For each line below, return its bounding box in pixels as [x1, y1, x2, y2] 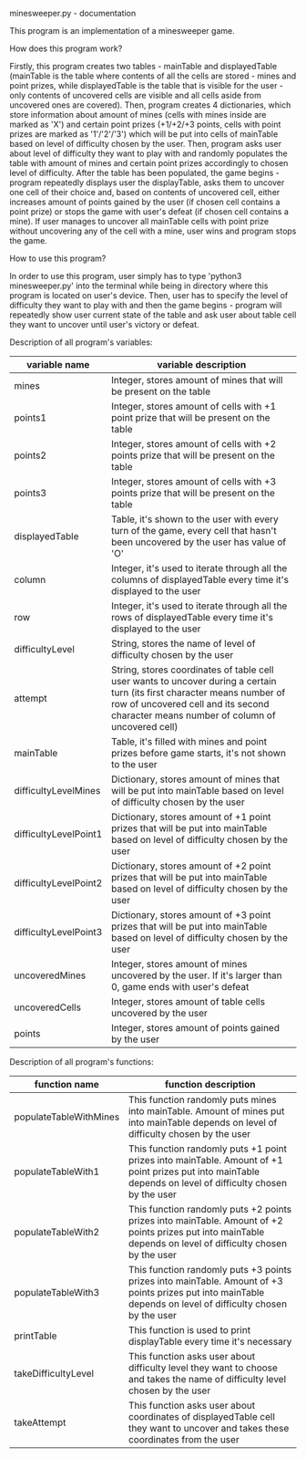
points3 [14, 487, 47, 499]
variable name [26, 359, 90, 370]
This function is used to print [127, 1324, 251, 1336]
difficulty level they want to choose [127, 1361, 278, 1374]
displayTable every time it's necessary [127, 1336, 292, 1348]
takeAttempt [14, 1416, 66, 1429]
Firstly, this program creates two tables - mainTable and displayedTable [9, 61, 278, 71]
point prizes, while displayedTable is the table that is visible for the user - [9, 80, 284, 90]
